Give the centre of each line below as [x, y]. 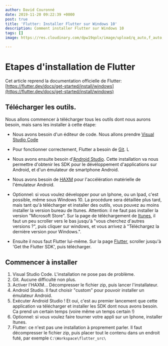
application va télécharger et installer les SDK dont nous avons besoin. [85, 306]
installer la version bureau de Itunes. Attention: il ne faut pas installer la [85, 210]
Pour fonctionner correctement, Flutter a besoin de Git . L [71, 149]
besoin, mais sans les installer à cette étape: [51, 124]
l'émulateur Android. [33, 185]
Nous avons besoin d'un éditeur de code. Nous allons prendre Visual [83, 134]
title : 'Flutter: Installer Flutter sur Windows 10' [61, 24]
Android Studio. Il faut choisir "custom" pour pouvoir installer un [78, 290]
